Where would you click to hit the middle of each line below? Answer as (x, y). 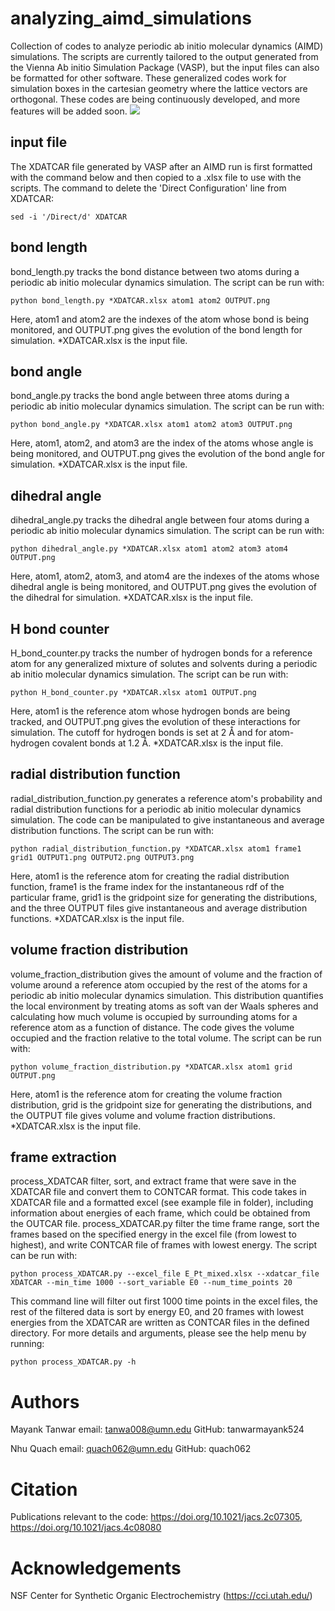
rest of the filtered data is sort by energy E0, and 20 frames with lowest (157, 1312)
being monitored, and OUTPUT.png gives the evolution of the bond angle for (167, 454)
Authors (45, 1401)
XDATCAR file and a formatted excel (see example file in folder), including (162, 1203)
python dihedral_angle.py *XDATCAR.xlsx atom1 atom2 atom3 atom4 (149, 549)
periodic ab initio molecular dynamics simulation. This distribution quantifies (167, 995)
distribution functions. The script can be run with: (112, 830)
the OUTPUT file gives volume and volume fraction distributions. (143, 1115)
